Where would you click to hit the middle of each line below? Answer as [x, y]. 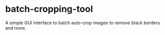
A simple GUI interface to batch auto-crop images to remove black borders [82, 23]
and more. [16, 28]
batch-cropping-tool [49, 9]
